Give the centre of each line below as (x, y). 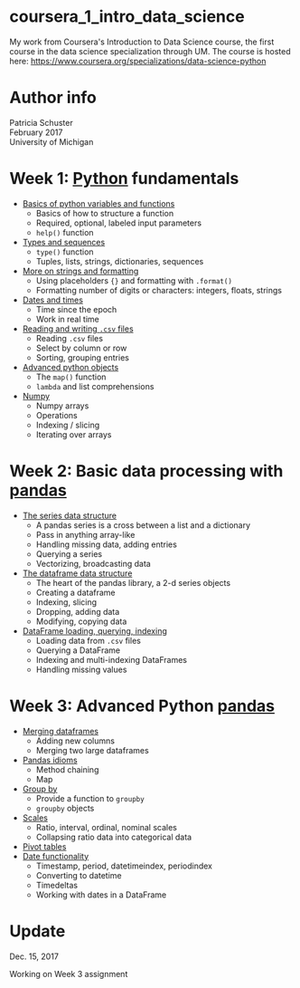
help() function (65, 232)
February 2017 (36, 132)
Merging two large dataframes (92, 750)
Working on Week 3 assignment (69, 974)
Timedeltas (57, 885)
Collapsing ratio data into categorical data (114, 837)
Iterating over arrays (74, 434)
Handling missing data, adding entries (107, 544)
